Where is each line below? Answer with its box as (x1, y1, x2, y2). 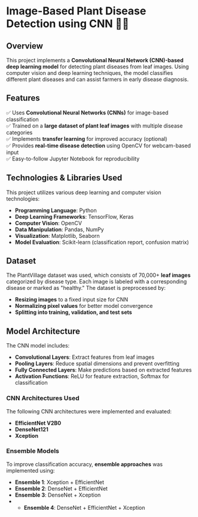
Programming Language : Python (14, 207, 97, 214)
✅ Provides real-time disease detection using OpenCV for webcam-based (6, 142, 191, 149)
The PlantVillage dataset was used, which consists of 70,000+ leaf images (6, 271, 191, 279)
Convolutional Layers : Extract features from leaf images (14, 353, 154, 361)
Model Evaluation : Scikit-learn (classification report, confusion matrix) (14, 238, 190, 246)
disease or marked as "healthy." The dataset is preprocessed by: (6, 285, 166, 292)
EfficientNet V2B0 (14, 419, 62, 427)
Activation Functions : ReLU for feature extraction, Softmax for (14, 373, 169, 380)
